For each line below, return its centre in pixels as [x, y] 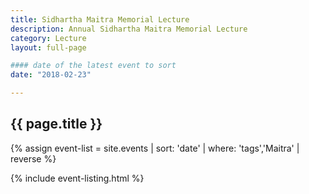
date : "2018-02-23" [51, 75]
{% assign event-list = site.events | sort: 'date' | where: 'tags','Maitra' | [155, 148]
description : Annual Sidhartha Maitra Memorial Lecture [129, 29]
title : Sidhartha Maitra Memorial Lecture [100, 19]
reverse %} [33, 158]
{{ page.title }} [56, 124]
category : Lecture [48, 38]
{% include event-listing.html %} [77, 178]
